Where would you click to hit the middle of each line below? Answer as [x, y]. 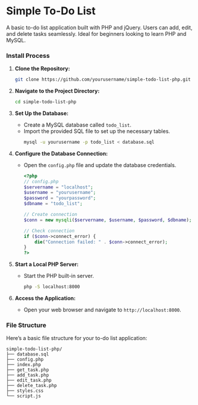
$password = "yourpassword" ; [60, 198]
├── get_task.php [28, 370]
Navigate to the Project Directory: [57, 91]
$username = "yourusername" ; [60, 193]
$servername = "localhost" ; [58, 187]
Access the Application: [45, 298]
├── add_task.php [28, 375]
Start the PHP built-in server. [59, 276]
